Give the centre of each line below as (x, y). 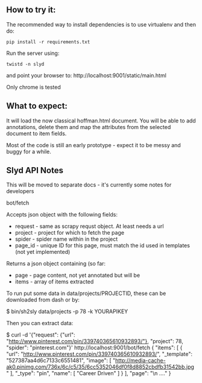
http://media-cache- (140, 361)
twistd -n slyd (25, 64)
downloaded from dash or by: (43, 300)
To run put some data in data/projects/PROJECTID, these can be (86, 293)
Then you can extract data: (40, 323)
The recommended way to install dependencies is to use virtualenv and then (101, 24)
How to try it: (31, 10)
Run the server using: (33, 53)
